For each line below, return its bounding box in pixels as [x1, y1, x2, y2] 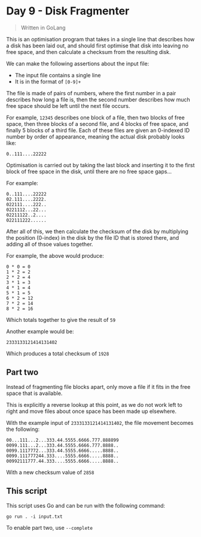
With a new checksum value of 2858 [6, 469, 95, 476]
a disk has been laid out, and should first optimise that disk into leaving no [6, 42, 189, 49]
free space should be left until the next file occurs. [6, 102, 130, 109]
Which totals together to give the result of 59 [6, 316, 115, 323]
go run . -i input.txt [6, 514, 63, 520]
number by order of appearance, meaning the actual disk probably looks [6, 133, 185, 140]
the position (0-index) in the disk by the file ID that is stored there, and [6, 234, 179, 241]
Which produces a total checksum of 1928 [6, 349, 109, 357]
